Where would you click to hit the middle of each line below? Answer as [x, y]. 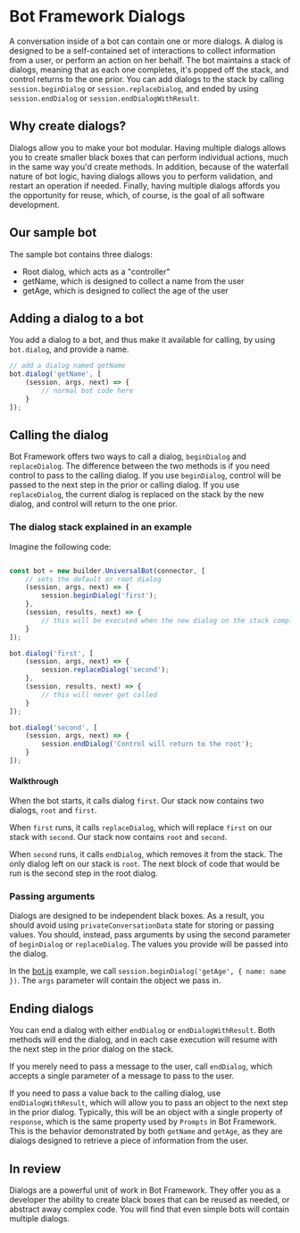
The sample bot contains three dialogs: [81, 254]
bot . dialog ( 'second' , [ [54, 728]
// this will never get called [100, 695]
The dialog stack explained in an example [100, 527]
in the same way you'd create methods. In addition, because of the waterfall [149, 166]
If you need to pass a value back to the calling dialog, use [115, 1093]
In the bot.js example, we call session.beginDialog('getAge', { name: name [148, 971]
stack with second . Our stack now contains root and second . [118, 837]
